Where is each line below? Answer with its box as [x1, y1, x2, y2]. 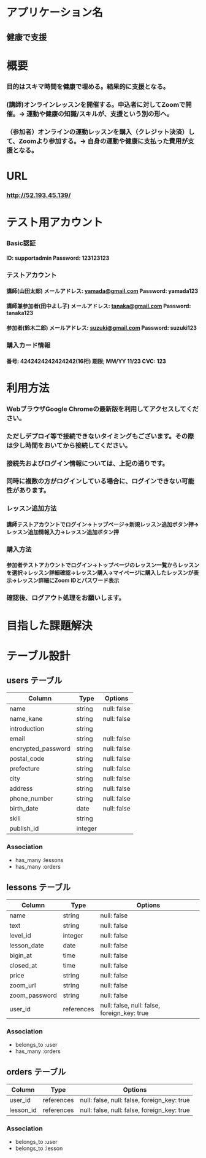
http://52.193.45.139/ [6, 191, 71, 200]
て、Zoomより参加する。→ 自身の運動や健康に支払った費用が [6, 136, 188, 145]
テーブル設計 [6, 649, 71, 663]
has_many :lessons [15, 856, 64, 863]
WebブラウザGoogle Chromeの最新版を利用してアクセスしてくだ [6, 405, 199, 413]
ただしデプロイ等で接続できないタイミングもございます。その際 [6, 432, 194, 440]
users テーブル [6, 675, 63, 686]
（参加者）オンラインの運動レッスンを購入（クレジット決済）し [6, 127, 195, 136]
